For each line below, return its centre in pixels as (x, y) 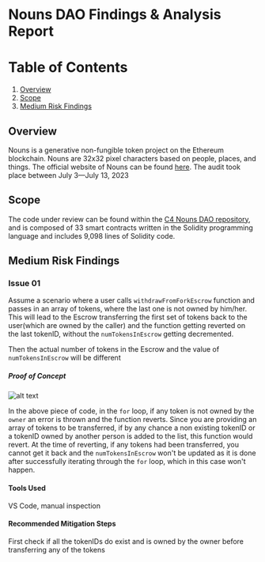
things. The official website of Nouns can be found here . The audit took (125, 167)
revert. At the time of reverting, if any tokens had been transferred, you (124, 445)
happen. (22, 470)
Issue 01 (25, 284)
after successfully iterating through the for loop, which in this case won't (127, 462)
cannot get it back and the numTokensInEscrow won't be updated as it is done (132, 453)
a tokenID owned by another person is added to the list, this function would (131, 436)
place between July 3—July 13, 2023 (68, 175)
